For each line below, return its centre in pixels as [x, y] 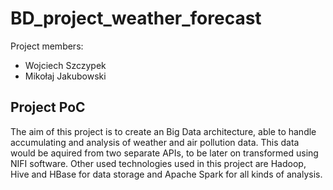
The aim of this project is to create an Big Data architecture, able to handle [163, 131]
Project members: [47, 46]
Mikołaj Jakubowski [65, 76]
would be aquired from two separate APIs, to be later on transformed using [164, 153]
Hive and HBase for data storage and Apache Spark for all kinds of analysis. [166, 174]
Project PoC [48, 107]
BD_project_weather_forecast [136, 18]
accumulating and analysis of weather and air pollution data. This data [155, 142]
